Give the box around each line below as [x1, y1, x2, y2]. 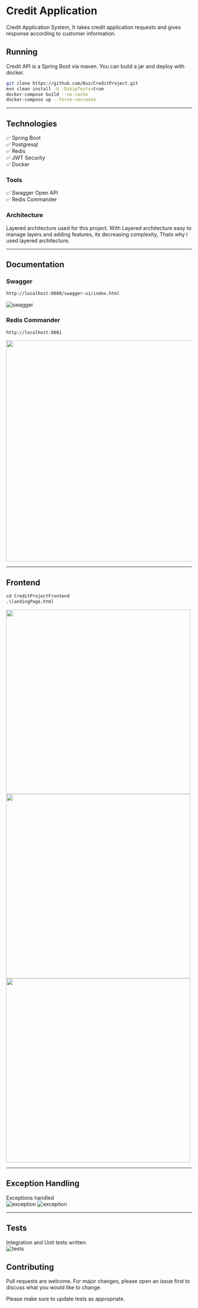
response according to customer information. [6, 29, 116, 37]
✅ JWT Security [6, 155, 45, 162]
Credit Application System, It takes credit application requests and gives [6, 24, 181, 31]
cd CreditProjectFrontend [6, 593, 70, 599]
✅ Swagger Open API [6, 189, 58, 196]
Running [6, 47, 38, 57]
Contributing [6, 1262, 54, 1272]
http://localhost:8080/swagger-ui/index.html [6, 291, 120, 297]
